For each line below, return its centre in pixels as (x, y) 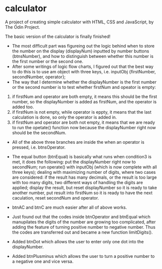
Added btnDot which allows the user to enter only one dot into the (78, 241)
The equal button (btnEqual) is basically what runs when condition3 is (82, 156)
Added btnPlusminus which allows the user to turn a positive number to (83, 256)
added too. (23, 107)
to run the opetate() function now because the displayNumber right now (84, 127)
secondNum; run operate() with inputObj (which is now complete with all (84, 167)
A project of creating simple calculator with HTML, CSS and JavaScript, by (79, 22)
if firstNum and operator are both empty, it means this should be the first (85, 96)
